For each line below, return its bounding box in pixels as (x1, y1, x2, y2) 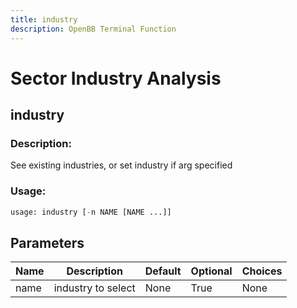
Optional (190, 264, 233, 278)
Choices (241, 264, 283, 278)
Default (144, 264, 182, 278)
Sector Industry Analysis (10, 67, 222, 90)
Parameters (10, 234, 85, 251)
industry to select (53, 281, 136, 295)
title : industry (10, 14, 78, 25)
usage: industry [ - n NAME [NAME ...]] (10, 207, 172, 217)
